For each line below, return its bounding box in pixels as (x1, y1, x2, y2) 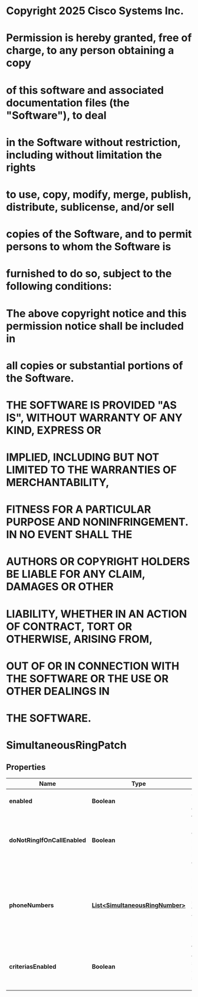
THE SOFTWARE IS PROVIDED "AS (6, 398, 177, 412)
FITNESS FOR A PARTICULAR (6, 503, 151, 516)
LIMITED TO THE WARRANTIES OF (6, 463, 177, 477)
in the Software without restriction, (6, 135, 181, 149)
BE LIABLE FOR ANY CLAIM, (6, 568, 146, 581)
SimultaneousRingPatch (6, 739, 127, 752)
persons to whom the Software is (6, 240, 171, 254)
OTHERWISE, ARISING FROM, (6, 632, 153, 646)
